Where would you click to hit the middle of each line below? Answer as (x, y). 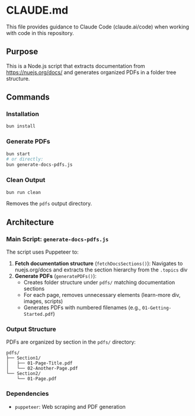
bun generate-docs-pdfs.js (39, 165)
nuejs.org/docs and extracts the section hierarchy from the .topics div (101, 270)
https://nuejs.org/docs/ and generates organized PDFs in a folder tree (91, 72)
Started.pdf (38, 315)
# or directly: (25, 159)
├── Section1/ (24, 358)
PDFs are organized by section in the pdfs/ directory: (71, 342)
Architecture (30, 222)
